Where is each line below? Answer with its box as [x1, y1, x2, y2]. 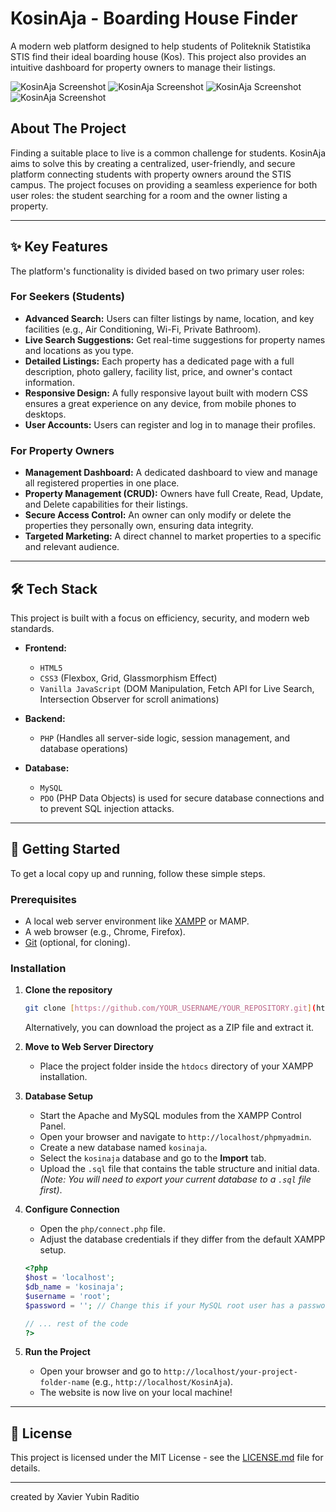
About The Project [10, 120, 127, 137]
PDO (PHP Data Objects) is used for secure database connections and [39, 792, 325, 804]
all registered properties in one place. [24, 477, 180, 489]
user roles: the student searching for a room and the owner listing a [10, 189, 288, 201]
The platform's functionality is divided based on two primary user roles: [10, 265, 305, 277]
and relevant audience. [24, 541, 120, 553]
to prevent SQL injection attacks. [39, 802, 175, 814]
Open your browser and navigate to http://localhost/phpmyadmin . [39, 1131, 312, 1143]
